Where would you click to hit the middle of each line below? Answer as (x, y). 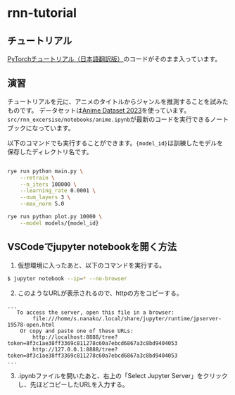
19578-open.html (31, 325)
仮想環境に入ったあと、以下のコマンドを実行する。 (91, 265)
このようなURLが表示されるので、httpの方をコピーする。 (100, 293)
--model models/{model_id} (59, 223)
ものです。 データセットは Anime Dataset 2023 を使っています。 (99, 110)
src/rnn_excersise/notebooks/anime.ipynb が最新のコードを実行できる (109, 119)
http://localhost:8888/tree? (75, 337)
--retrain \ (37, 177)
